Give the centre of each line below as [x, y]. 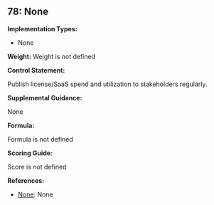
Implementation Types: [42, 28]
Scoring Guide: [30, 153]
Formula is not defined [40, 139]
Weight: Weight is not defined [52, 56]
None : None [35, 194]
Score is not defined [37, 167]
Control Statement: [36, 70]
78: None [28, 12]
